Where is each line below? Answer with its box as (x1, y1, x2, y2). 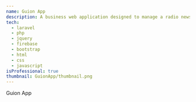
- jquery (11, 36, 33, 41)
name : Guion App (6, 8, 45, 15)
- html (11, 52, 27, 58)
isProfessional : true (6, 68, 59, 74)
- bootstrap (11, 47, 41, 52)
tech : (6, 19, 19, 25)
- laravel (11, 24, 35, 31)
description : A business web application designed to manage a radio (6, 14, 179, 20)
